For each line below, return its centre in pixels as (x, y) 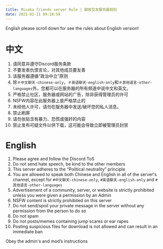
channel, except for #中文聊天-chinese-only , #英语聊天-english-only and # (85, 180)
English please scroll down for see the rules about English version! (72, 28)
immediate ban (28, 232)
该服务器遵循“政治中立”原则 (40, 76)
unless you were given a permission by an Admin (62, 195)
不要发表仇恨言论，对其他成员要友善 (49, 70)
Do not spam (25, 216)
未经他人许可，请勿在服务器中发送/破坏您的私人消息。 (67, 107)
